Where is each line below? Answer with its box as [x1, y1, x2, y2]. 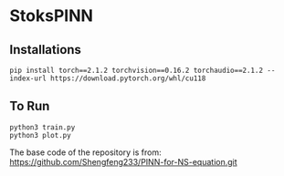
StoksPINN [9, 5, 94, 26]
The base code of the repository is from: [9, 147, 162, 158]
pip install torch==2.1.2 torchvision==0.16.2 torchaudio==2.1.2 [9, 66, 263, 75]
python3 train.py [9, 122, 76, 132]
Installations [9, 42, 82, 57]
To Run [9, 98, 50, 114]
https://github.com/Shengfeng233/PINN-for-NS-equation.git [9, 156, 237, 167]
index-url [9, 74, 47, 83]
